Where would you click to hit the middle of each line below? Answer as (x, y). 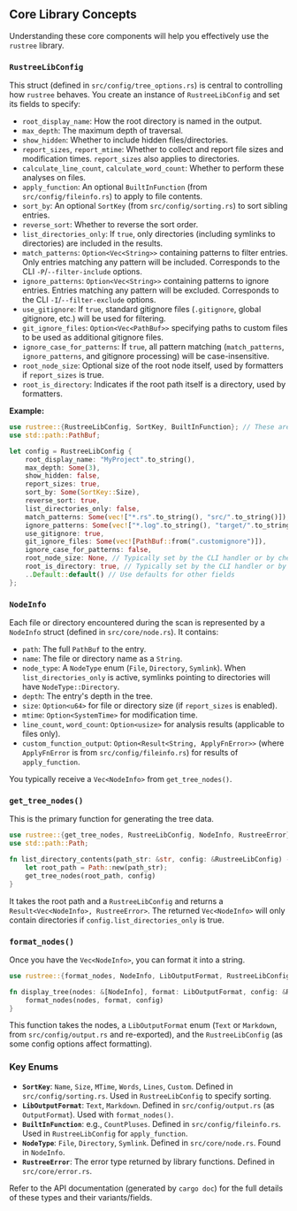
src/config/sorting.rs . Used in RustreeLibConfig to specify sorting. (147, 1095)
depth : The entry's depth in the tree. (87, 696)
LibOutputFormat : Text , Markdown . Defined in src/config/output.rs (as (148, 1105)
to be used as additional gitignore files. (92, 337)
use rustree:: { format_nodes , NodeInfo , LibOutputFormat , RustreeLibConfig (150, 976)
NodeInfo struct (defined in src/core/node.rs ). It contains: (114, 632)
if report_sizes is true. (63, 375)
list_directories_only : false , (83, 509)
